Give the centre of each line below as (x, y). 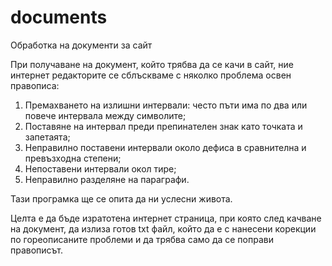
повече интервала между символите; (105, 115)
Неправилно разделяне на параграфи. (107, 179)
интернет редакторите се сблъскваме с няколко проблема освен (151, 75)
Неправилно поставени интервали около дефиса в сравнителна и (165, 147)
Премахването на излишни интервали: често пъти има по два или (166, 105)
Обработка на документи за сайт (81, 45)
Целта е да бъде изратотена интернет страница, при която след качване (166, 218)
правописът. (37, 250)
